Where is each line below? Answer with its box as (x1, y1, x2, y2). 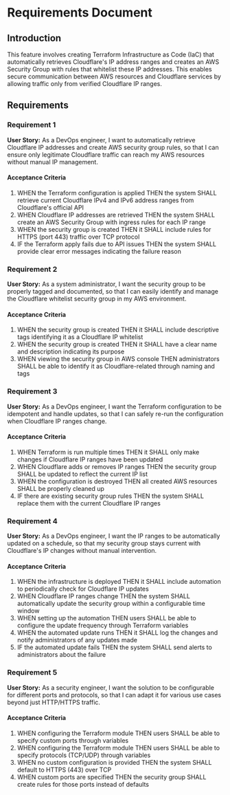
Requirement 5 (7, 668, 58, 677)
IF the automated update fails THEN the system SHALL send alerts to (16, 643, 213, 651)
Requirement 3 (7, 386, 58, 396)
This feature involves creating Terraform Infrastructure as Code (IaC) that (7, 50, 215, 58)
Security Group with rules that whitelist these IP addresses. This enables (7, 65, 212, 73)
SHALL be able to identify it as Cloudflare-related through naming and (16, 362, 215, 371)
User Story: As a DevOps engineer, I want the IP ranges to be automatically (7, 532, 220, 541)
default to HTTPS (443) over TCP (16, 765, 112, 774)
